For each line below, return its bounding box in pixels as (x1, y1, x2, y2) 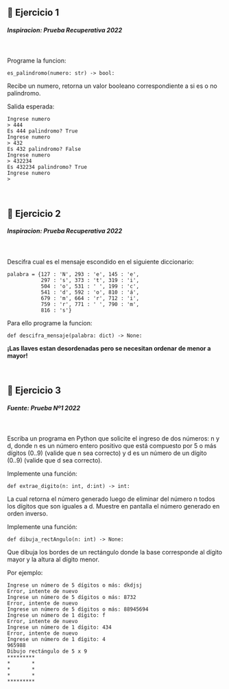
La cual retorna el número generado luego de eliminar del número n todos (7, 495, 216, 503)
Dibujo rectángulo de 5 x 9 (7, 648, 88, 655)
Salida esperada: (7, 102, 55, 110)
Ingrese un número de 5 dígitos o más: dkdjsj (7, 582, 143, 589)
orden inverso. (7, 509, 48, 518)
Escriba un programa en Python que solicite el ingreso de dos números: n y (7, 434, 220, 443)
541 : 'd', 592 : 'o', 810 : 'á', (40, 289, 139, 296)
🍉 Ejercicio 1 (7, 7, 60, 19)
